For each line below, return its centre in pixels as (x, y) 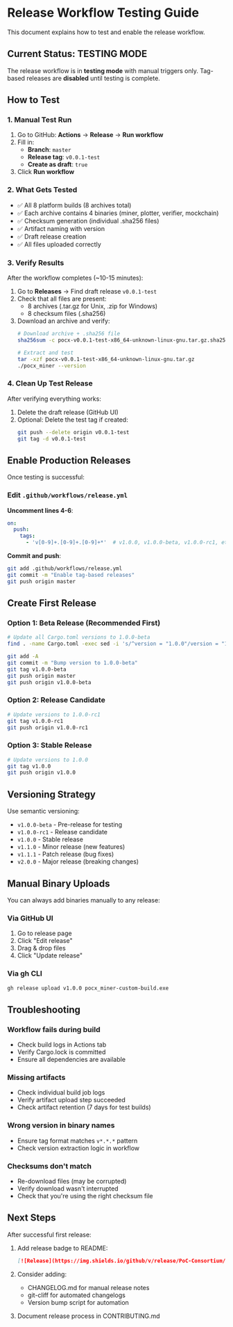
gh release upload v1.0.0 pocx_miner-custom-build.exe (88, 988)
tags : (28, 536)
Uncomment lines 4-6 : (40, 510)
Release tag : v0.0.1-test (64, 157)
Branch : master (49, 150)
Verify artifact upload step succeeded (71, 1100)
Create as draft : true (58, 164)
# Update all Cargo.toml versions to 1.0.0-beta (79, 637)
